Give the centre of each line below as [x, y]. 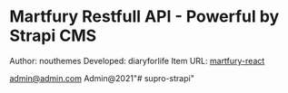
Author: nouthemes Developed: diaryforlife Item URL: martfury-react [137, 60]
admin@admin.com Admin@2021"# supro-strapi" [102, 78]
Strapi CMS [53, 36]
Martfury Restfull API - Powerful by [144, 17]
